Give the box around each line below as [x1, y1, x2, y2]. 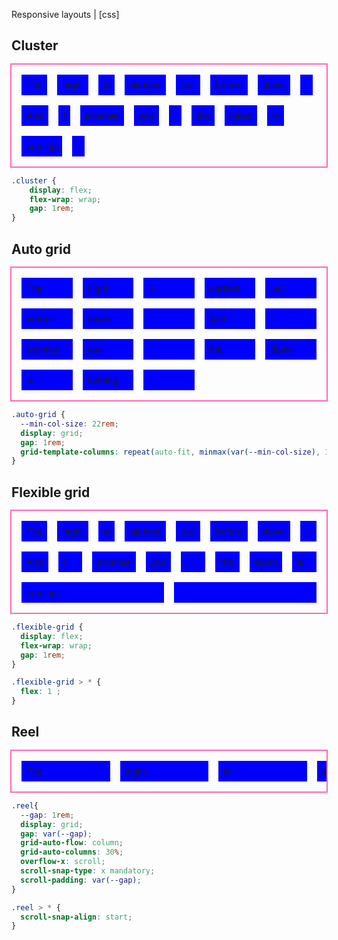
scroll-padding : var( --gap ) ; [20, 875, 142, 885]
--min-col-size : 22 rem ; [20, 419, 119, 429]
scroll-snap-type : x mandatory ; [20, 866, 156, 876]
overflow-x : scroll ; [20, 857, 106, 867]
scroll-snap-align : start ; [20, 912, 133, 922]
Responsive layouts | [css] [11, 9, 120, 20]
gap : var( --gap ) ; [20, 829, 93, 839]
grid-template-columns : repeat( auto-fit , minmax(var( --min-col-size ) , [20, 447, 321, 457]
